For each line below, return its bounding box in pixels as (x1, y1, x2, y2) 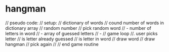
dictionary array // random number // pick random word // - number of (5, 25, 152, 31)
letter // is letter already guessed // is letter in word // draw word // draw (5, 36, 155, 42)
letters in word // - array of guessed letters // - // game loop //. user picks (5, 30, 158, 36)
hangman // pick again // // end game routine (5, 41, 99, 47)
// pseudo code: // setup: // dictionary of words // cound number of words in (5, 20, 164, 26)
